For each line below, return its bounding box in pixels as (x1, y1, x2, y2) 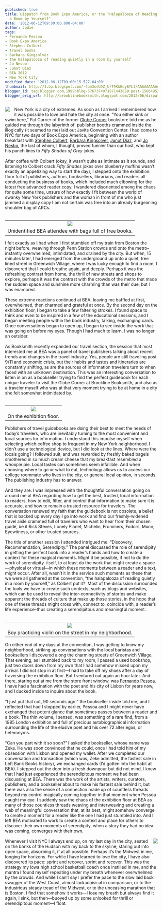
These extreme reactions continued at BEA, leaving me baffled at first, (5, 297, 146, 303)
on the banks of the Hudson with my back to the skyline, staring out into (5, 843, 149, 850)
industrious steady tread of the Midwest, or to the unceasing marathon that (5, 885, 155, 891)
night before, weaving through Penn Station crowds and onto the (5, 245, 134, 251)
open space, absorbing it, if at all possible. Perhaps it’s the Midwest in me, (5, 849, 153, 855)
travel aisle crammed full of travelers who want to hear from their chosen (5, 519, 151, 524)
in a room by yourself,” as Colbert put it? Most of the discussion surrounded (5, 580, 158, 587)
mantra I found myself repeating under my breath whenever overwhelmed (5, 870, 153, 875)
